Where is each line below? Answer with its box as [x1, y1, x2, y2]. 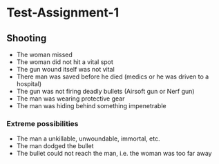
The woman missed [16, 50, 73, 59]
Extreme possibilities [6, 119, 79, 128]
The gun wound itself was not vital [16, 65, 115, 73]
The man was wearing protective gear [16, 94, 125, 103]
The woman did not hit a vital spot [16, 58, 113, 66]
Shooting [6, 32, 47, 44]
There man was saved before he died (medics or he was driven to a [16, 72, 209, 81]
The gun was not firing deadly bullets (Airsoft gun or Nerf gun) [16, 88, 195, 95]
